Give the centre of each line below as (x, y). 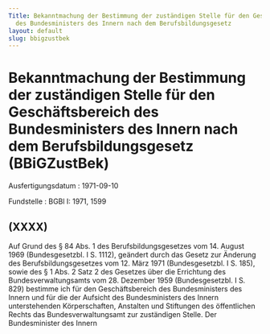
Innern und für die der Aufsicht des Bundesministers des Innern (114, 297)
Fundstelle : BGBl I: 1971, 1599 (57, 201)
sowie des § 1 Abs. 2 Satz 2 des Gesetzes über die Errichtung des (117, 272)
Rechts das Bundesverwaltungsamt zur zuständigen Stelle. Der (112, 314)
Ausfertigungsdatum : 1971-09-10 (63, 186)
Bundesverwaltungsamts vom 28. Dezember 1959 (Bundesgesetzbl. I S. (127, 280)
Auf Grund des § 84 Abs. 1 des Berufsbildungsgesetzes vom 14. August (127, 246)
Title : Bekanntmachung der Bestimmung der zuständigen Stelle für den (129, 16)
